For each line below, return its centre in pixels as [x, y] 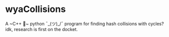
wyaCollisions [35, 9]
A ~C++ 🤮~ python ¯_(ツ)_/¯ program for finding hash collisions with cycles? [85, 23]
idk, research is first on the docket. [41, 29]
